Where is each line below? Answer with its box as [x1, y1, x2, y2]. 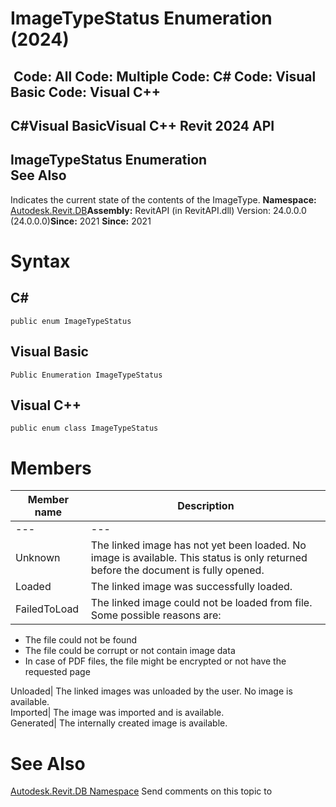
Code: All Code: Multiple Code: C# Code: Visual [13, 68, 317, 85]
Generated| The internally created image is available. [10, 717, 228, 729]
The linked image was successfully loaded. [90, 580, 293, 594]
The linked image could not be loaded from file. [90, 596, 313, 610]
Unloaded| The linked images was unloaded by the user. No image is [10, 685, 293, 697]
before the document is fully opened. [90, 563, 265, 577]
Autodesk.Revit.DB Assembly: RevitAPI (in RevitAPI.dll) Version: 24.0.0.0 [10, 204, 307, 216]
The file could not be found [24, 634, 137, 646]
